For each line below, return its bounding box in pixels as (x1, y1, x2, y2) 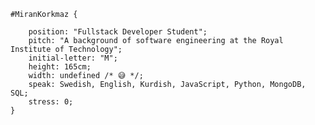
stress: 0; (28, 97, 74, 107)
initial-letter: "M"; (28, 53, 118, 63)
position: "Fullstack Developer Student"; (28, 27, 208, 37)
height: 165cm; (28, 62, 92, 72)
